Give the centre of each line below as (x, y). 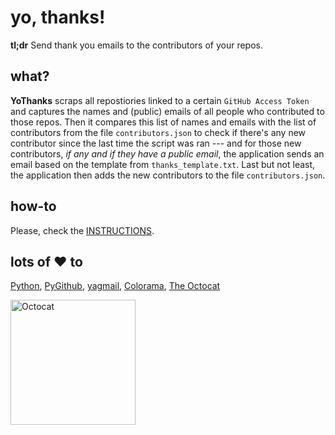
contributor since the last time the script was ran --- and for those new (156, 143)
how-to (33, 206)
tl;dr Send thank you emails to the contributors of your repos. (136, 45)
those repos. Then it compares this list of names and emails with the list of (163, 122)
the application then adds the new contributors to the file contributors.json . (168, 175)
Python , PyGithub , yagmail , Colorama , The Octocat (115, 286)
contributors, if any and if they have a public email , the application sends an (167, 153)
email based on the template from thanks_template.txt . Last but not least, (163, 164)
